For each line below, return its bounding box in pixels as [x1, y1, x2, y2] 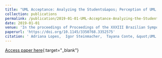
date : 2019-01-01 [5, 20, 40, 26]
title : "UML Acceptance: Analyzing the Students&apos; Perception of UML [5, 7, 157, 12]
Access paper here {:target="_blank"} [5, 47, 79, 53]
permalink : [5, 16, 27, 21]
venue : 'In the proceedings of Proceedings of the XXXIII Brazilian [5, 25, 146, 30]
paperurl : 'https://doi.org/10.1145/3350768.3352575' [5, 29, 116, 34]
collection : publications [5, 12, 57, 16]
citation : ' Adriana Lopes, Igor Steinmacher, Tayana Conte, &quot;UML [5, 34, 157, 39]
